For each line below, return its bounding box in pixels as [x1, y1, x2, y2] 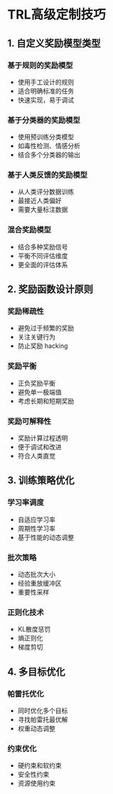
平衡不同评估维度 [17, 251, 68, 260]
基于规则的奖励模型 [7, 60, 73, 70]
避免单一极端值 [17, 388, 62, 396]
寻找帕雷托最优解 [17, 716, 68, 724]
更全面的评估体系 [17, 260, 68, 269]
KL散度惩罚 [17, 625, 51, 634]
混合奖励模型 [7, 225, 52, 235]
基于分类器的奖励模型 [7, 115, 80, 125]
